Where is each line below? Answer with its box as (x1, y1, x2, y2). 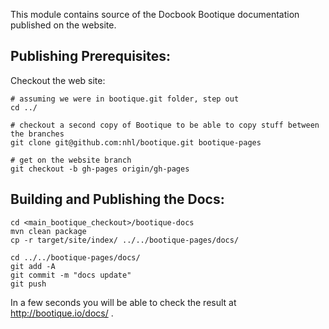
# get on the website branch (10, 155, 132, 165)
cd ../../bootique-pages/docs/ (10, 252, 141, 263)
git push (10, 279, 47, 289)
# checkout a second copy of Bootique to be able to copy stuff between (10, 120, 320, 130)
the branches (10, 129, 65, 139)
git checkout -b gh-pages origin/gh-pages (10, 164, 190, 174)
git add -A (10, 261, 56, 271)
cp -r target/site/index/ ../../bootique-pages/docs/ (10, 235, 240, 245)
